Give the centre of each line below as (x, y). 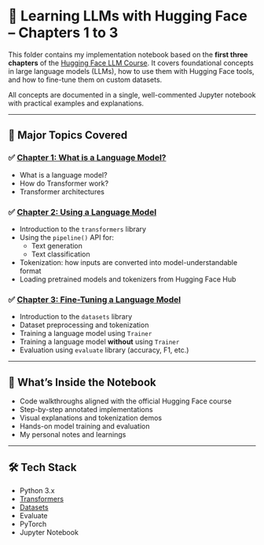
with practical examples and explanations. (76, 103)
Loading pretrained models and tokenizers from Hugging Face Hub (128, 279)
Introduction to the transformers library (83, 229)
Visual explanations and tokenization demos (91, 418)
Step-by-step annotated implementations (86, 410)
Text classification (60, 254)
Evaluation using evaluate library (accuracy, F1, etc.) (104, 350)
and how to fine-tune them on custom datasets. (85, 79)
